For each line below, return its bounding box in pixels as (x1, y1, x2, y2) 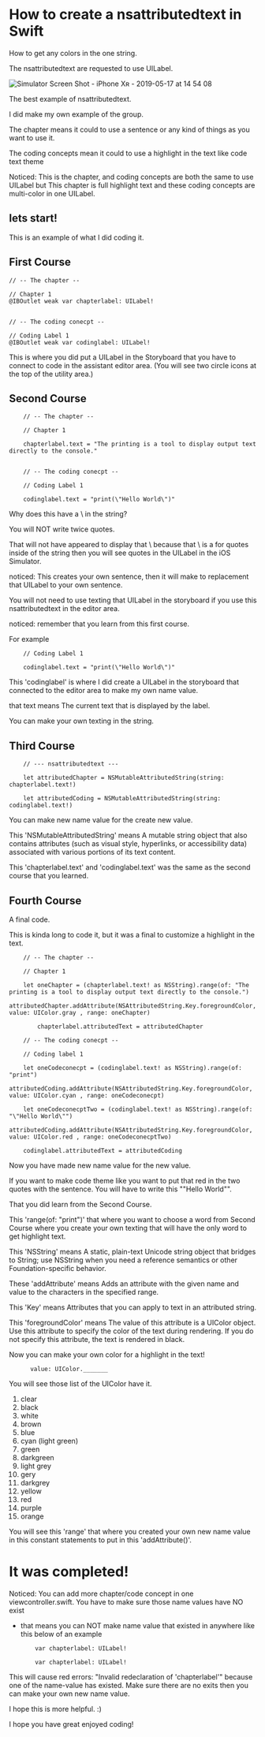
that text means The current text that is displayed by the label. (9, 701, 211, 710)
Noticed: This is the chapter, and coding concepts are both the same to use (9, 172, 254, 181)
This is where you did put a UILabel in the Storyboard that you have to (9, 352, 236, 362)
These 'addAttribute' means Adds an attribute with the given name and (9, 1279, 240, 1288)
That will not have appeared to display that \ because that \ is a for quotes (9, 540, 249, 550)
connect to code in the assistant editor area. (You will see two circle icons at (9, 360, 257, 370)
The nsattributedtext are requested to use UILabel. (9, 63, 174, 73)
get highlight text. (9, 1232, 66, 1241)
